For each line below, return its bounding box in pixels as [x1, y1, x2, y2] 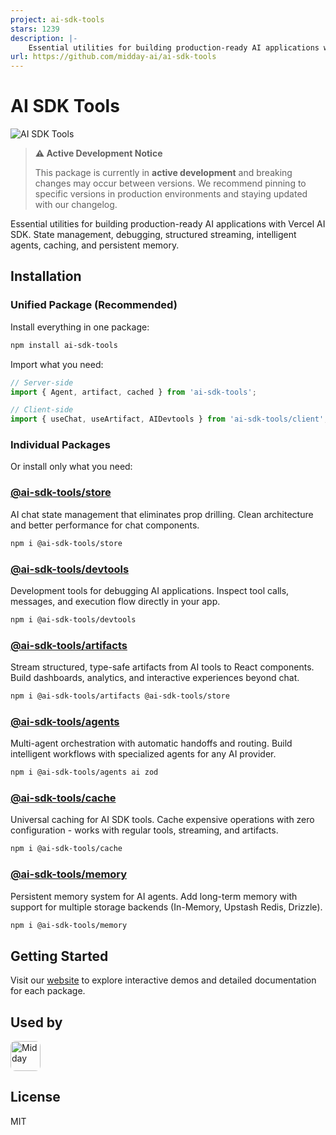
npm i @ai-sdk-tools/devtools [10, 614, 137, 625]
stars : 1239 [10, 24, 60, 34]
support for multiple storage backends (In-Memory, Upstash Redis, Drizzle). [10, 901, 323, 913]
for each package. [10, 985, 86, 997]
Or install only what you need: [10, 461, 133, 473]
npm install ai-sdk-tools [10, 340, 118, 350]
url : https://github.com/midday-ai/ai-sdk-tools [10, 52, 217, 62]
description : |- [10, 33, 78, 43]
